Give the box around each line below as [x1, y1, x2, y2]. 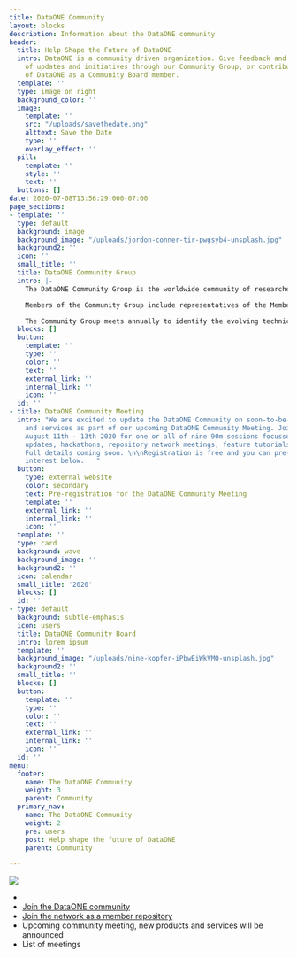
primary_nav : [17, 802, 65, 811]
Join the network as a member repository [21, 911, 173, 922]
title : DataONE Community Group [17, 268, 137, 277]
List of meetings [21, 939, 81, 950]
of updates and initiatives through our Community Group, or [25, 63, 255, 72]
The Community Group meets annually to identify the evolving [25, 316, 259, 326]
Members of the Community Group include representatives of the [25, 300, 267, 310]
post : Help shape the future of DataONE [25, 835, 176, 844]
